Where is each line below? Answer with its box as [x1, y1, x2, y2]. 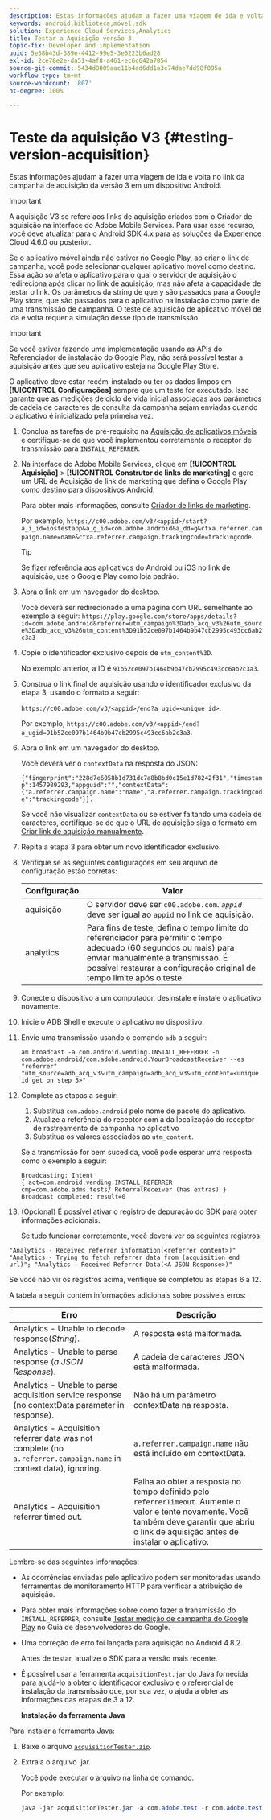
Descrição [176, 1310, 216, 1321]
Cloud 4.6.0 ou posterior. [9, 237, 92, 247]
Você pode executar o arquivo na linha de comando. [20, 1773, 195, 1783]
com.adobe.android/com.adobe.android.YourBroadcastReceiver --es [20, 1055, 244, 1063]
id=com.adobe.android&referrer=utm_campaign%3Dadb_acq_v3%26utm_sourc [20, 620, 263, 628]
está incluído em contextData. [133, 1448, 246, 1459]
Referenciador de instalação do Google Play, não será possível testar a [9, 353, 244, 362]
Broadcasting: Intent [20, 1172, 93, 1180]
